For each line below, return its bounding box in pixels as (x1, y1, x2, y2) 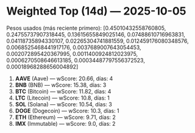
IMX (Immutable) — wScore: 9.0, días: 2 (15, 120, 116, 127)
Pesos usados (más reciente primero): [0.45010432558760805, (6, 24, 166, 32)
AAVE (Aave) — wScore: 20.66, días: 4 (15, 75, 113, 82)
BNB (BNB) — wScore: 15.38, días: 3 (15, 81, 107, 89)
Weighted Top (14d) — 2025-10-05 (6, 4, 186, 18)
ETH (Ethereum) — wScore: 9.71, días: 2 (15, 114, 116, 121)
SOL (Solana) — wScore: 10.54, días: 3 (15, 100, 113, 107)
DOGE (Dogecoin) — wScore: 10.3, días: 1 (15, 107, 120, 114)
